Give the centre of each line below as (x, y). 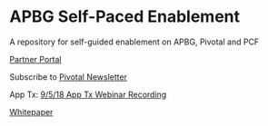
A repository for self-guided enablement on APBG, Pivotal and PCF (134, 42)
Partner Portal (35, 59)
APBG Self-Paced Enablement (125, 17)
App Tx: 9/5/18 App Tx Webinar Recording (88, 94)
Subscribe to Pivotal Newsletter (68, 77)
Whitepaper (31, 111)
